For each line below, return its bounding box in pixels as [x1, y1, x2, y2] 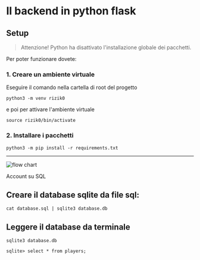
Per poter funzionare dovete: [6, 56, 77, 62]
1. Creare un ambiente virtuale [6, 70, 95, 78]
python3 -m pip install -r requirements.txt [6, 145, 118, 151]
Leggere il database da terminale [6, 222, 131, 232]
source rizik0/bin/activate [6, 118, 76, 124]
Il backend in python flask [6, 4, 136, 18]
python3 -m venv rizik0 [6, 96, 65, 102]
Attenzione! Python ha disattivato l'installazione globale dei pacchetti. [20, 44, 192, 51]
